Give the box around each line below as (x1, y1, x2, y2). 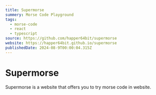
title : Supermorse (5, 7, 44, 13)
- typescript (10, 31, 38, 36)
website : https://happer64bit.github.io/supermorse (5, 41, 117, 46)
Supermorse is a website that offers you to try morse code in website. (5, 84, 151, 90)
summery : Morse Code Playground (5, 12, 74, 17)
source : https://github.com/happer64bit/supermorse (5, 36, 117, 41)
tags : (5, 17, 17, 22)
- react (10, 26, 26, 31)
